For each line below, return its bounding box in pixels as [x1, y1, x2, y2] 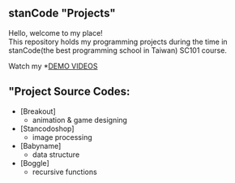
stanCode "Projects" [8, 7, 116, 20]
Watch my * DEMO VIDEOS [8, 61, 98, 71]
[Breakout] [19, 106, 56, 116]
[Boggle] [19, 158, 50, 168]
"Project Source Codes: [8, 85, 130, 98]
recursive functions [32, 167, 97, 176]
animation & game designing [32, 115, 128, 124]
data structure [32, 150, 80, 159]
